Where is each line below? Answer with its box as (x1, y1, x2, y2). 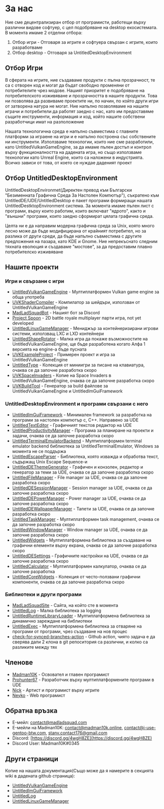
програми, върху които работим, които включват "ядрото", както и (5, 208, 146, 214)
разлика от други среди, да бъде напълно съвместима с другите (5, 233, 142, 239)
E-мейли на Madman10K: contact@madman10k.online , (12, 725, 123, 731)
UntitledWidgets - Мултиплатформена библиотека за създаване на (12, 537, 152, 543)
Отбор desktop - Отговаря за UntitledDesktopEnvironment (12, 50, 132, 56)
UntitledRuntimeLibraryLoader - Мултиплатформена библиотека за (12, 613, 150, 619)
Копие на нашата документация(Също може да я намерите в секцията (5, 768, 154, 774)
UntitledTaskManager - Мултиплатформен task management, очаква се (12, 516, 160, 522)
